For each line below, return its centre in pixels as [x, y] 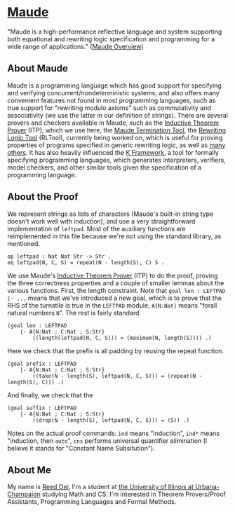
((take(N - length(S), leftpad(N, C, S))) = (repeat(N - [117, 376]
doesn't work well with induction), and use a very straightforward [101, 221]
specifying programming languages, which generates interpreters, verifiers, [116, 160]
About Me [29, 470]
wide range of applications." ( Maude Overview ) [75, 46]
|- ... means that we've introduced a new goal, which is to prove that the [115, 298]
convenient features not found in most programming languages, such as [112, 100]
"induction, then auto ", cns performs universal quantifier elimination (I [107, 440]
